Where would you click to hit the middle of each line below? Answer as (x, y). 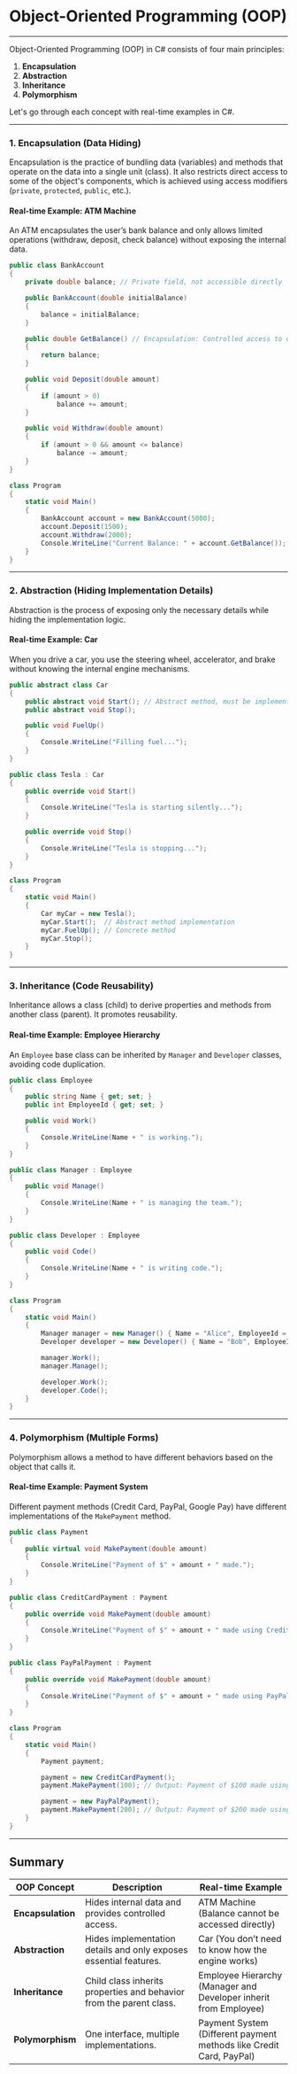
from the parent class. (131, 2002)
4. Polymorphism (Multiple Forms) (84, 1438)
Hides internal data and (133, 1902)
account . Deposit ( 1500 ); (84, 527)
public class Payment (49, 1532)
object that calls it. (43, 1466)
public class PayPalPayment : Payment (80, 1663)
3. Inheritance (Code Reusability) (82, 986)
